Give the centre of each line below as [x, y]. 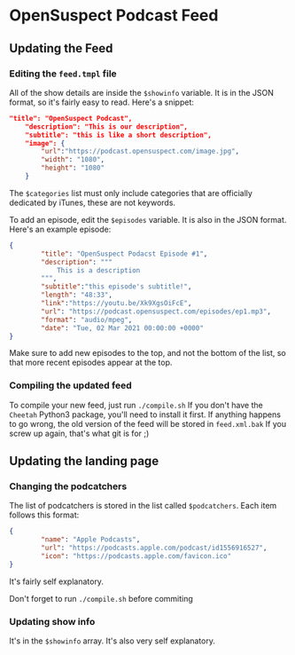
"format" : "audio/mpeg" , [87, 320]
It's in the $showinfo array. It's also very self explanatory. [112, 641]
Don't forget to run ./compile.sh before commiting [101, 598]
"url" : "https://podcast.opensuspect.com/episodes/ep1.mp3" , [156, 312]
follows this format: [44, 515]
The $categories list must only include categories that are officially [131, 193]
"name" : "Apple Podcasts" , [91, 540]
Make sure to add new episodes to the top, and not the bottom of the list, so [147, 353]
